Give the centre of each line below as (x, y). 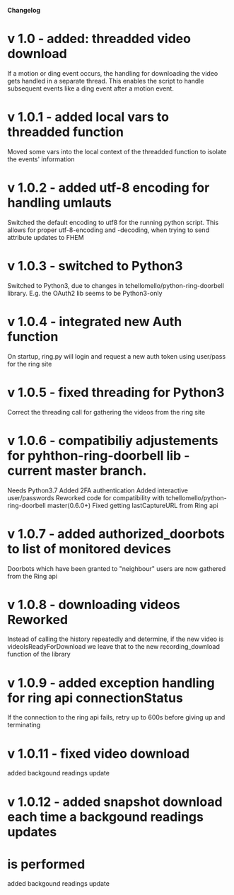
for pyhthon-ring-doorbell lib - (99, 455)
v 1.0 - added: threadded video (99, 39)
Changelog (24, 10)
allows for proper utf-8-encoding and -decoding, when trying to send (109, 230)
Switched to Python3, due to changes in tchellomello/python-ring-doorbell (116, 285)
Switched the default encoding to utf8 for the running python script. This (113, 222)
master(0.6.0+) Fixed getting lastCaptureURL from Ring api (133, 505)
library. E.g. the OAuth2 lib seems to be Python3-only (85, 293)
